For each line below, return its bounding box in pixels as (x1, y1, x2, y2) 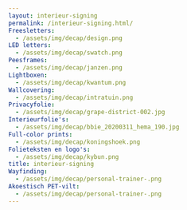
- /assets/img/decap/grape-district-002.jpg (15, 109, 166, 117)
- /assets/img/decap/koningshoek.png (15, 137, 141, 146)
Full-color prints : (8, 130, 73, 138)
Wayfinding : (8, 168, 48, 176)
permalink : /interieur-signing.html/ (8, 19, 134, 27)
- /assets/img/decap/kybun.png (15, 153, 119, 160)
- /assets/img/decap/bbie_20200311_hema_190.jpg (15, 123, 180, 131)
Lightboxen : (8, 71, 48, 79)
